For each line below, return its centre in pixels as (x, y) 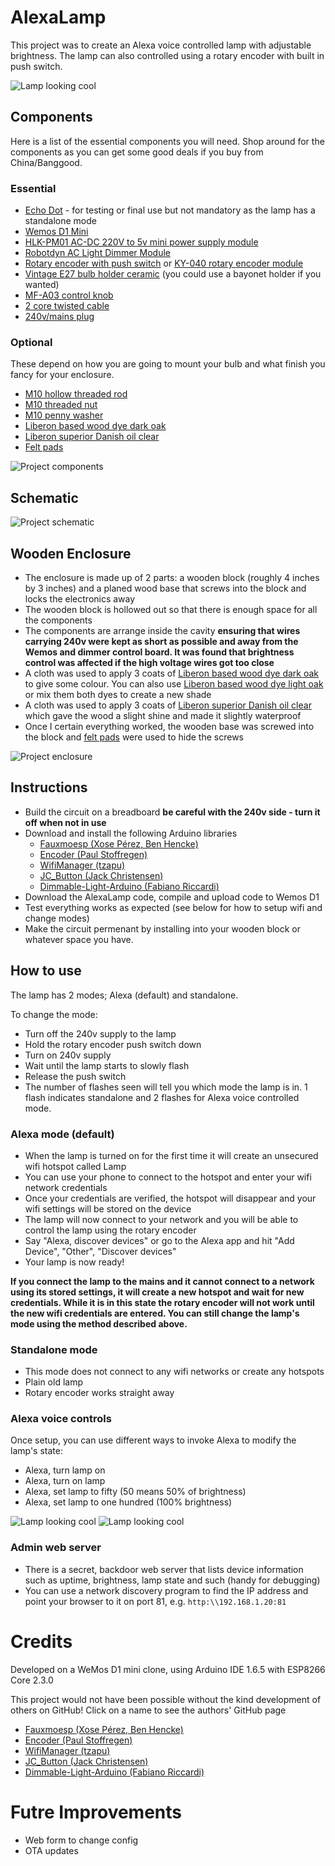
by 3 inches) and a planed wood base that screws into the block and (165, 588)
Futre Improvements (96, 1812)
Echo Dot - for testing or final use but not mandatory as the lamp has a (170, 210)
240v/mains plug (59, 317)
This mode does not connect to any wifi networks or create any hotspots (174, 1372)
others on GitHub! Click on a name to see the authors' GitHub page (148, 1710)
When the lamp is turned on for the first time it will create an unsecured (171, 1155)
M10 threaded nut (61, 405)
